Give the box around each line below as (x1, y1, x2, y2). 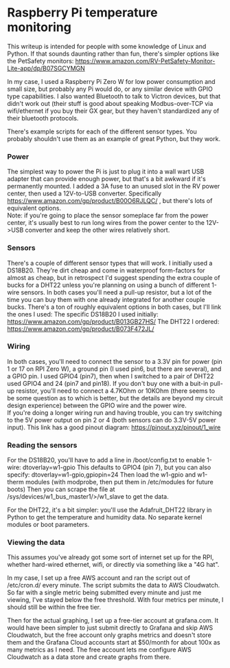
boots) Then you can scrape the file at (7, 485, 115, 493)
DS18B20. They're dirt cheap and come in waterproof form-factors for (7, 266, 205, 274)
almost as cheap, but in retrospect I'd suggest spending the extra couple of (7, 273, 220, 281)
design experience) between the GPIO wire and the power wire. (7, 401, 187, 409)
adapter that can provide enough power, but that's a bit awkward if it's (7, 175, 206, 183)
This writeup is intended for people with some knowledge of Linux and (7, 42, 207, 50)
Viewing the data (7, 538, 65, 548)
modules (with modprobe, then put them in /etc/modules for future (25, 478, 214, 486)
